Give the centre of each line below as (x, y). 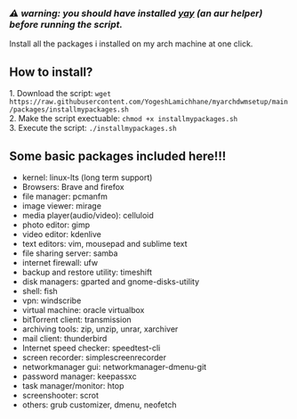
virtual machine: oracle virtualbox (83, 309)
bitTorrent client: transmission (76, 319)
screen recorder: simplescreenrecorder (94, 357)
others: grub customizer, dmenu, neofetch (99, 405)
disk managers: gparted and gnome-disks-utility (111, 281)
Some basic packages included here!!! (118, 156)
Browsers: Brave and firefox (73, 186)
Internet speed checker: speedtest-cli (91, 348)
